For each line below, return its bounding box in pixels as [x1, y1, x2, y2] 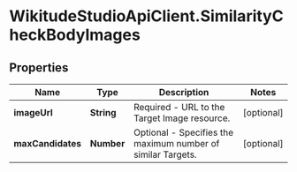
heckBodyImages [9, 25, 141, 45]
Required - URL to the [133, 101, 225, 113]
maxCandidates [13, 138, 82, 149]
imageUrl [13, 107, 53, 118]
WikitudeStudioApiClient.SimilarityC [9, 6, 285, 26]
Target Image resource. [133, 112, 231, 124]
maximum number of [133, 138, 220, 149]
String [89, 107, 117, 118]
